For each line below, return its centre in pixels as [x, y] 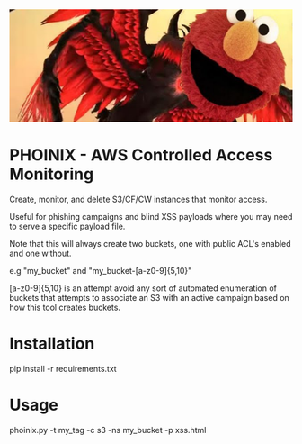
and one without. [40, 253]
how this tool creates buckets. [65, 307]
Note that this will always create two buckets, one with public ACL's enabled [150, 243]
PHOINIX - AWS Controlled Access [141, 155]
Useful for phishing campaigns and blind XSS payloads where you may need [151, 216]
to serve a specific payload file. [67, 226]
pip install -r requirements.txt [63, 368]
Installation [52, 344]
